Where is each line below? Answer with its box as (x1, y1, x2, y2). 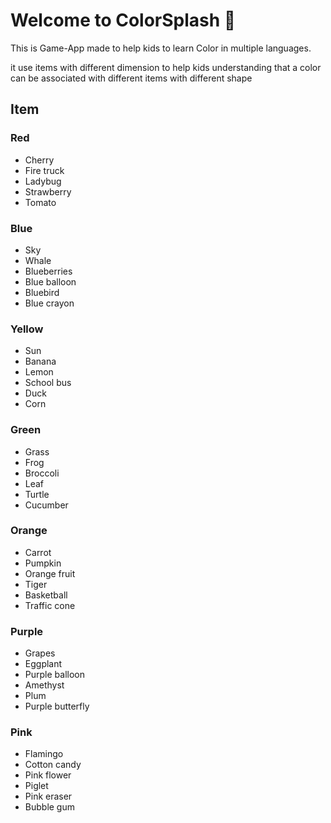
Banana (24, 355, 57, 368)
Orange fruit (24, 567, 76, 579)
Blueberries (24, 265, 73, 277)
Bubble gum (24, 801, 75, 813)
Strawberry (24, 185, 72, 198)
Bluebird (24, 286, 60, 298)
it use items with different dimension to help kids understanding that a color (10, 61, 322, 73)
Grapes (24, 647, 56, 659)
